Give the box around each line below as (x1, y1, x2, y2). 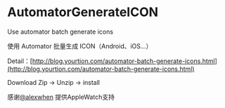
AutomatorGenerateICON (7, 4, 159, 20)
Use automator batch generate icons (7, 27, 114, 36)
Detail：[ (7, 57, 33, 65)
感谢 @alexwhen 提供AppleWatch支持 (7, 93, 115, 101)
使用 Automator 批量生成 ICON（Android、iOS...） (7, 41, 153, 50)
